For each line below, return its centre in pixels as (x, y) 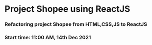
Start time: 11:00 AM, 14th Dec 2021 (48, 38)
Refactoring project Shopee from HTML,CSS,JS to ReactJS (76, 24)
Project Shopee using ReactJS (67, 9)
